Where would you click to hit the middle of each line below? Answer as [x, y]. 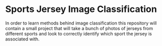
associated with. [22, 39]
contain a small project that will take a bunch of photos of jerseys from [79, 28]
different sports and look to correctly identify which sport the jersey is [78, 33]
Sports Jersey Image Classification [81, 9]
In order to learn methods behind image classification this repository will [81, 23]
